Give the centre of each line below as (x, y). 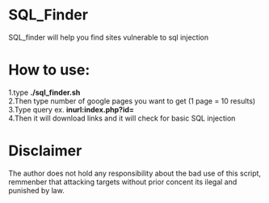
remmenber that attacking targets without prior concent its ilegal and (123, 182)
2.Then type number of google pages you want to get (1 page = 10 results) (132, 101)
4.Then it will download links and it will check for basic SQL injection (122, 118)
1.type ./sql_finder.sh (44, 92)
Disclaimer (45, 151)
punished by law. (36, 190)
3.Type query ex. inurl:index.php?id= (71, 109)
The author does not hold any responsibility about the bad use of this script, (134, 173)
